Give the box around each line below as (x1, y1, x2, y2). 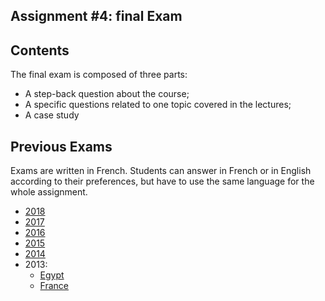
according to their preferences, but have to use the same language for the (10, 175, 315, 188)
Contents (10, 42, 70, 59)
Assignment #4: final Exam (10, 8, 183, 25)
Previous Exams (10, 138, 113, 155)
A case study (24, 109, 80, 121)
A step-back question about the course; (24, 88, 190, 100)
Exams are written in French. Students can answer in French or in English (10, 165, 312, 177)
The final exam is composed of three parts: (10, 69, 188, 81)
